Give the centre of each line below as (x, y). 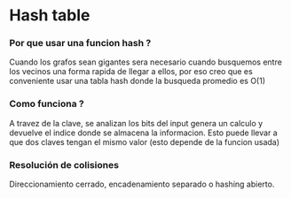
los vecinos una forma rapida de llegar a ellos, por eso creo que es (131, 72)
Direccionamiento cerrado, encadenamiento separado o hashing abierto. (142, 184)
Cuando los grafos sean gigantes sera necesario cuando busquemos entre (145, 62)
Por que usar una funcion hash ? (80, 43)
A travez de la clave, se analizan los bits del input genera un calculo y (136, 123)
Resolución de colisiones (64, 164)
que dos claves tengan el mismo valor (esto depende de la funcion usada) (145, 141)
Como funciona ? (47, 104)
